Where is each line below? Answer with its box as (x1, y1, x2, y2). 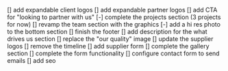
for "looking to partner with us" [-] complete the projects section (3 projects (7, 13, 221, 21)
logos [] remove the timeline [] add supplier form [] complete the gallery (7, 42, 210, 50)
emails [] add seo (7, 57, 56, 64)
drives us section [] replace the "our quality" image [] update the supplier (7, 35, 214, 43)
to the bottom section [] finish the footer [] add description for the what (7, 27, 207, 35)
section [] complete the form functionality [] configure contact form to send (7, 49, 220, 57)
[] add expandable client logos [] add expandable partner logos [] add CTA (7, 6, 218, 14)
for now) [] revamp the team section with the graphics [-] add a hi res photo (7, 20, 221, 28)
